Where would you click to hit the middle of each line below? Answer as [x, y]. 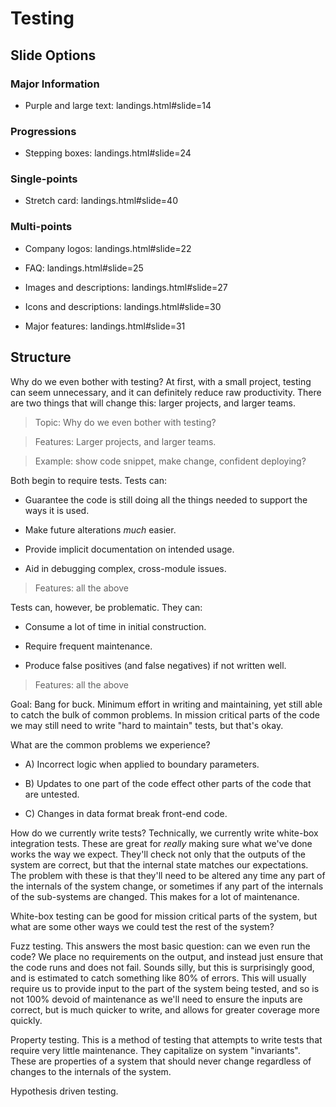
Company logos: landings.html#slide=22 [108, 248]
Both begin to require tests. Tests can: [88, 480]
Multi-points [41, 227]
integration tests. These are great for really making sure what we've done [161, 843]
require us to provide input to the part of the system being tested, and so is [165, 988]
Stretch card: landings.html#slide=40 [101, 201]
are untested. [52, 794]
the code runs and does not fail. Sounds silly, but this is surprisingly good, [162, 967]
